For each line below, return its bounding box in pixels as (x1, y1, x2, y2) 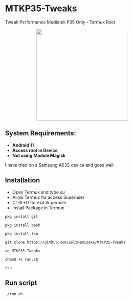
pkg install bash (5, 223, 41, 228)
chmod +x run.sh (5, 257, 38, 262)
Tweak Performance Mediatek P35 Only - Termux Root (5, 19, 116, 25)
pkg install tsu (5, 231, 38, 236)
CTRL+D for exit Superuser (12, 199, 67, 205)
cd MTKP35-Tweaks (5, 248, 41, 253)
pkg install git (5, 214, 38, 219)
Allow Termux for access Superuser (12, 194, 85, 200)
